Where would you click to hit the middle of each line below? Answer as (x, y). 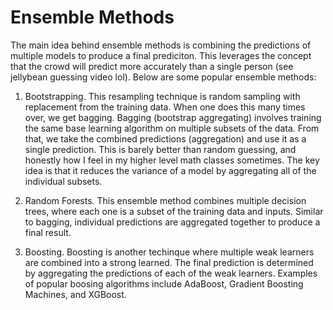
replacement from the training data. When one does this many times (165, 107)
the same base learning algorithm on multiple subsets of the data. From (172, 128)
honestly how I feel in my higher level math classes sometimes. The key (172, 160)
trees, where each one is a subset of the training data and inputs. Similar (174, 211)
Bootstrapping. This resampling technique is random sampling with (162, 96)
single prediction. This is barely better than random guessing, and (160, 149)
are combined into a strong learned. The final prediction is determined (169, 262)
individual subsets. (63, 181)
